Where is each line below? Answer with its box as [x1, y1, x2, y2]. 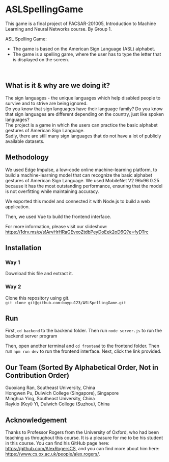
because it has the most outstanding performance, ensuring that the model [5, 183, 163, 189]
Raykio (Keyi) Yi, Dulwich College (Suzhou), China [5, 401, 110, 407]
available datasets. [5, 138, 45, 144]
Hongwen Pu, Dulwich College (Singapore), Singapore [5, 390, 119, 396]
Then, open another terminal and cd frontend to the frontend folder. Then [5, 343, 159, 349]
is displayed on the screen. [12, 56, 70, 62]
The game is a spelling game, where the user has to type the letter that [12, 51, 161, 57]
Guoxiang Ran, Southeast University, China [5, 384, 96, 391]
